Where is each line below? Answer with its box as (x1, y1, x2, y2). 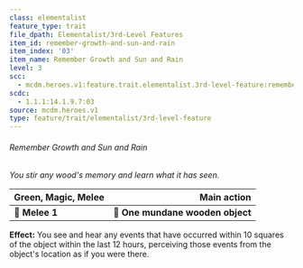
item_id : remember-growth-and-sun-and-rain (9, 38, 176, 48)
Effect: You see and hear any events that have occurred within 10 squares (9, 229, 284, 240)
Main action (199, 191, 252, 204)
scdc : (9, 88, 30, 97)
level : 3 (9, 64, 42, 73)
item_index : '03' (9, 47, 75, 56)
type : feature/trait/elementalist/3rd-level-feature (9, 114, 212, 123)
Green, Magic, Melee (14, 191, 106, 204)
